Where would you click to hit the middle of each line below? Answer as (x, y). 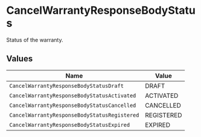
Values (20, 59)
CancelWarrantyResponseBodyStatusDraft (66, 86)
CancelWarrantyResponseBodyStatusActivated (73, 96)
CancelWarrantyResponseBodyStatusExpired (70, 125)
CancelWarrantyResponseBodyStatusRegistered (74, 115)
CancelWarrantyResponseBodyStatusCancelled (73, 105)
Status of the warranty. (35, 40)
